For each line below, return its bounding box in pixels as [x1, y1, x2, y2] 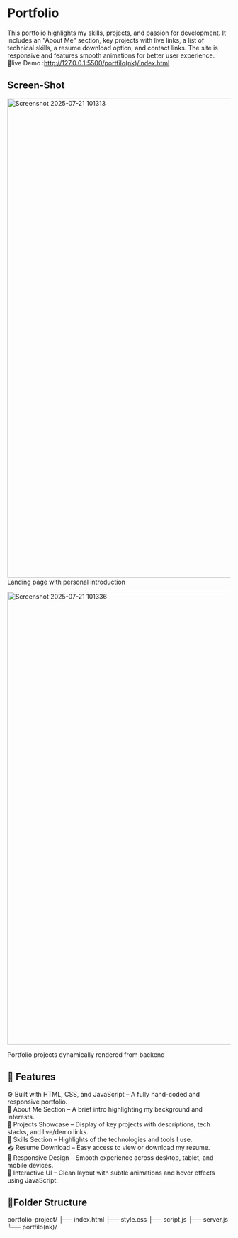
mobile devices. [7, 1161, 54, 1169]
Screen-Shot [7, 80, 65, 92]
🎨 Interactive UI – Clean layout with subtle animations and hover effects [7, 1168, 215, 1177]
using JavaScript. [7, 1175, 59, 1184]
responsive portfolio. [7, 1097, 68, 1106]
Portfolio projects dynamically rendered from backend [7, 1050, 165, 1059]
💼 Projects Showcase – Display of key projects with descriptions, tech [7, 1120, 211, 1129]
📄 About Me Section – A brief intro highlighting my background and [7, 1104, 203, 1113]
